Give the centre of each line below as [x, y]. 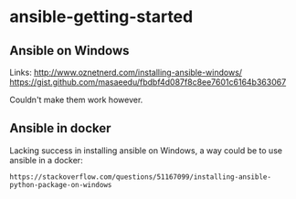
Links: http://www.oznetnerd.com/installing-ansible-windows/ [126, 72]
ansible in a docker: [47, 160]
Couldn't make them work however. [76, 99]
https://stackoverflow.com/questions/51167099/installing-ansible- [141, 177]
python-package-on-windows [61, 184]
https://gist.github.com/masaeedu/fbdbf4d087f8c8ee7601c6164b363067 [148, 82]
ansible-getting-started [101, 17]
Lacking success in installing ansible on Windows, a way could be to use [146, 150]
